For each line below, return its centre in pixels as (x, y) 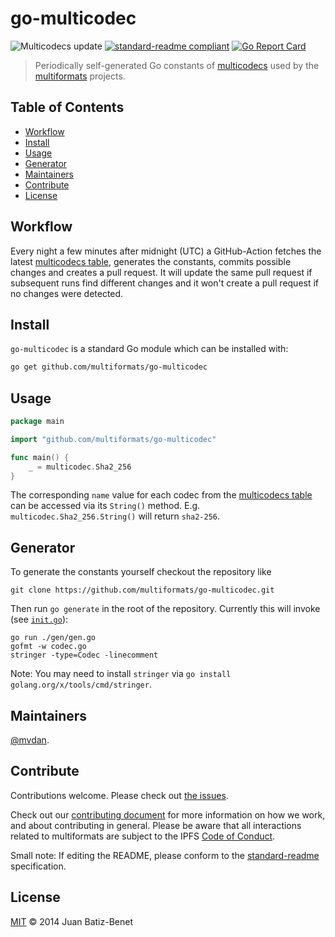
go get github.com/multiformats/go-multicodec (109, 367)
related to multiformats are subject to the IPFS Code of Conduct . (143, 836)
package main (37, 422)
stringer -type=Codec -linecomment (84, 655)
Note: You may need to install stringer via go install (121, 674)
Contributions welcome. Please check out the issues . (119, 795)
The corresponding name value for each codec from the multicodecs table (161, 495)
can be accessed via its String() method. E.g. (105, 506)
